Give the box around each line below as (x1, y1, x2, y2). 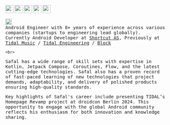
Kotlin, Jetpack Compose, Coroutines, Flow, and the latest (5, 64, 160, 69)
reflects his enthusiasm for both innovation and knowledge (5, 109, 160, 115)
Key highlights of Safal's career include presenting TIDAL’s (5, 94, 165, 99)
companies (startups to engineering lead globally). (5, 30, 141, 35)
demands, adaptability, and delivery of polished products (5, 79, 158, 85)
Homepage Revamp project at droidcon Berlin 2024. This (5, 99, 149, 105)
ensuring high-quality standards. (5, 85, 92, 90)
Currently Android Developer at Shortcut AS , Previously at (5, 35, 160, 40)
